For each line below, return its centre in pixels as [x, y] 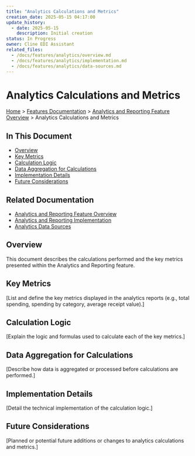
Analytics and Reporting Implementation [63, 220]
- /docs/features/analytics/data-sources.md [66, 66]
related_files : [25, 50]
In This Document [39, 136]
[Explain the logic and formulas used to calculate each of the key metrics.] [96, 337]
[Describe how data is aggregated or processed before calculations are [92, 369]
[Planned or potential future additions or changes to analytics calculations [95, 440]
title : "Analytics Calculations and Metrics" [62, 11]
